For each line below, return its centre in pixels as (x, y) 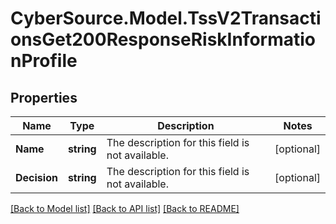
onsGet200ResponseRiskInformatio (163, 39)
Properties (44, 97)
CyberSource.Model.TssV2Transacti (166, 18)
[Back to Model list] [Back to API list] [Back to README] (125, 208)
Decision (36, 177)
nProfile (44, 61)
